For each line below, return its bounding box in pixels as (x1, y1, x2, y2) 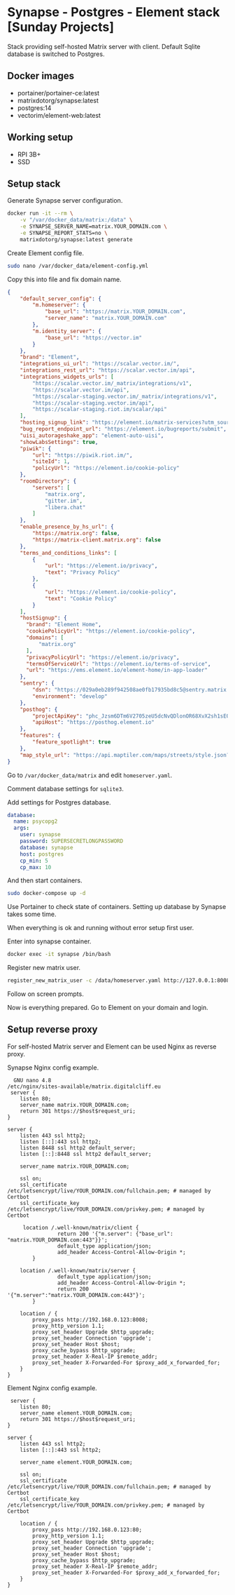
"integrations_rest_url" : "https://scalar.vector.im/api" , (20, 367, 196, 374)
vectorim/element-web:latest (17, 111, 101, 119)
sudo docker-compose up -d (7, 890, 86, 897)
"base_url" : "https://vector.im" (44, 334, 142, 341)
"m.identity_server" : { (32, 328, 101, 335)
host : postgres (20, 850, 64, 858)
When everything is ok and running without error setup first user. (7, 924, 194, 932)
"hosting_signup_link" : (20, 419, 90, 426)
